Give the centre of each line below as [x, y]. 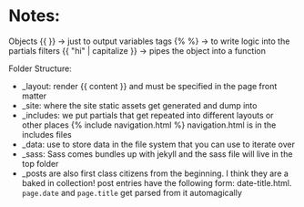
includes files [46, 134]
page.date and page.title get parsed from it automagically [132, 192]
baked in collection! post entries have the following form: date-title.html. [157, 182]
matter [34, 96]
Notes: [35, 16]
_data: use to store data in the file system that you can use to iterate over [158, 144]
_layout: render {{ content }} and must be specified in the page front [149, 86]
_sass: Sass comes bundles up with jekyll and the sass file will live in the [157, 154]
